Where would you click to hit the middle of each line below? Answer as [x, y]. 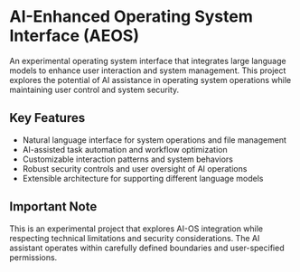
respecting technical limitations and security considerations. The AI [135, 238]
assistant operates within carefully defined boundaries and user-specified [147, 248]
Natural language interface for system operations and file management [155, 140]
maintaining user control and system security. [94, 89]
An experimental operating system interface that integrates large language [148, 61]
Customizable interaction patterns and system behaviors [127, 159]
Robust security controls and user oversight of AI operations [135, 168]
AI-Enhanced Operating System [131, 17]
